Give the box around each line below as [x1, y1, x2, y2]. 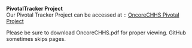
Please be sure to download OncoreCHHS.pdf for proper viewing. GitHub [6, 29, 187, 36]
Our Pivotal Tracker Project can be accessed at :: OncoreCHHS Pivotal [6, 11, 179, 18]
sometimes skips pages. [6, 36, 66, 42]
